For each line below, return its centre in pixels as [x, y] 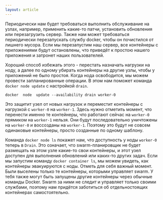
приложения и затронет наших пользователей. [55, 55]
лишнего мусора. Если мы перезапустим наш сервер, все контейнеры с [82, 44]
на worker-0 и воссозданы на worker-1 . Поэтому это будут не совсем [78, 125]
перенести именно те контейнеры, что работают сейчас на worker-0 [77, 115]
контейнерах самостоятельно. [37, 192]
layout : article [22, 10]
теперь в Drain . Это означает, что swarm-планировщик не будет [73, 145]
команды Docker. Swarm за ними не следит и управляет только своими [81, 182]
